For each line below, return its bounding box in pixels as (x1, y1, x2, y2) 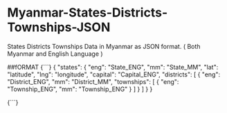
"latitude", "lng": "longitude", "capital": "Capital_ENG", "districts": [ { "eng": (7, 70, 220, 79)
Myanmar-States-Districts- (7, 5, 168, 21)
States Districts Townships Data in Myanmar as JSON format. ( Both (7, 42, 201, 50)
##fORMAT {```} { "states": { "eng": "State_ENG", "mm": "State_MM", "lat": (7, 63, 219, 71)
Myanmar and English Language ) (7, 50, 103, 58)
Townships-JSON (7, 19, 111, 35)
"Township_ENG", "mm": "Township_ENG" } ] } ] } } (7, 85, 153, 93)
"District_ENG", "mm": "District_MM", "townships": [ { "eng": (7, 77, 179, 85)
